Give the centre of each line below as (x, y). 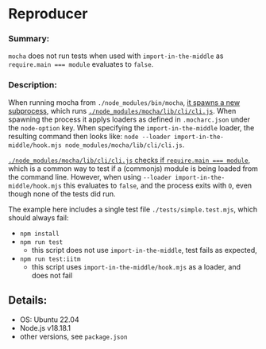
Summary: (29, 39)
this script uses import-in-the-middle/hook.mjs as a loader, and (136, 266)
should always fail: (39, 217)
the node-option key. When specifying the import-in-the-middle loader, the (131, 127)
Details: (28, 300)
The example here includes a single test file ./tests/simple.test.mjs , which (133, 209)
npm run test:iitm (50, 259)
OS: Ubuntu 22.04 (49, 320)
